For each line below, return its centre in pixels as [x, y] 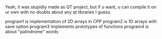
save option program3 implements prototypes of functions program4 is [77, 26]
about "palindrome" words [32, 32]
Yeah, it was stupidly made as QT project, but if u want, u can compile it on [81, 7]
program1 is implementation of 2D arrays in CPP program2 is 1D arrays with [81, 21]
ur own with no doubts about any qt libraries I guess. [58, 12]
